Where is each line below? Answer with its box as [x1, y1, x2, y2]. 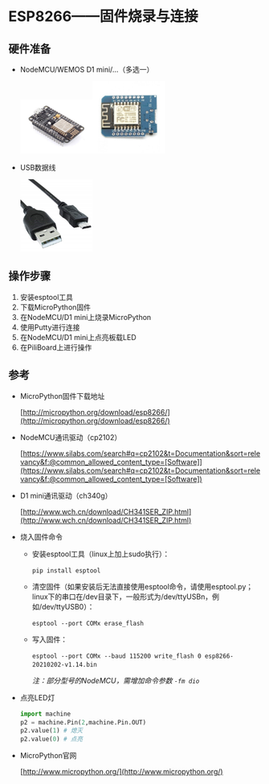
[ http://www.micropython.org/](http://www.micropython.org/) [19, 767, 223, 777]
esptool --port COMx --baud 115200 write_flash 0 [31, 652, 202, 660]
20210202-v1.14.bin [31, 660, 98, 668]
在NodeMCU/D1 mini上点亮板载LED [19, 332, 137, 342]
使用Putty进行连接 [19, 322, 80, 332]
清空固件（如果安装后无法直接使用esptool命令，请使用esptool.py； [31, 581, 254, 591]
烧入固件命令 [19, 532, 63, 541]
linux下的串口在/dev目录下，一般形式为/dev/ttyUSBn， [31, 592, 213, 601]
